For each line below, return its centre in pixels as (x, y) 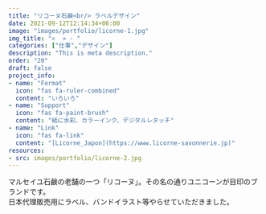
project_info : (32, 76)
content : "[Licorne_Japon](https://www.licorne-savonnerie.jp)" (125, 143)
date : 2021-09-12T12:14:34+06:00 (64, 23)
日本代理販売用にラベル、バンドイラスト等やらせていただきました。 (121, 202)
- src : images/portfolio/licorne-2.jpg (75, 158)
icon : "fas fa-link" (50, 135)
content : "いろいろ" (47, 98)
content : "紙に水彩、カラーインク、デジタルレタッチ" (95, 121)
